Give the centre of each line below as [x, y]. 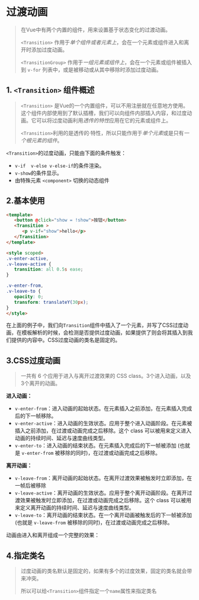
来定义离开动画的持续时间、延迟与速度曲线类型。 [74, 508]
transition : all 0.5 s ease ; [49, 269]
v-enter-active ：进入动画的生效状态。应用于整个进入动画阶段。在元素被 [103, 423]
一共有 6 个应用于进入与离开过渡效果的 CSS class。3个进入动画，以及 [106, 376]
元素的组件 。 [47, 140]
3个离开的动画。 [41, 383]
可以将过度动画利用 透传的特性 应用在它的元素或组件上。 [104, 120]
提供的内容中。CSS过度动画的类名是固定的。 [66, 340]
